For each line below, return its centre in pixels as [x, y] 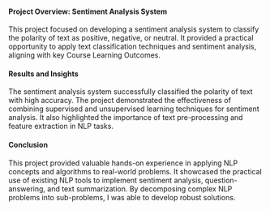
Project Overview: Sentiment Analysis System [88, 11]
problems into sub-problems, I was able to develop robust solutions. [122, 197]
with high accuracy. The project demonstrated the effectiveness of [120, 101]
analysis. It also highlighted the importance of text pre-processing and [126, 118]
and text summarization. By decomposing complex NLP [140, 189]
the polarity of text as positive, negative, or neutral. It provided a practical [131, 38]
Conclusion [28, 145]
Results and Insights [43, 74]
